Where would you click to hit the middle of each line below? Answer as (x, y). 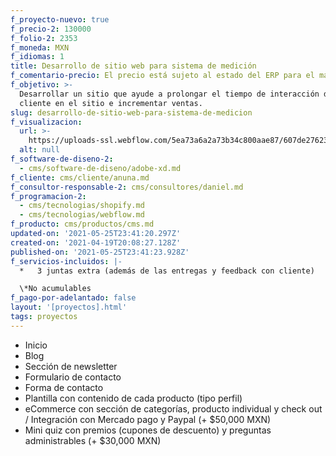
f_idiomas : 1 (37, 57)
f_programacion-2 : (48, 196)
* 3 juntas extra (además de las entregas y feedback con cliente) (167, 271)
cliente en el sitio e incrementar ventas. (111, 103)
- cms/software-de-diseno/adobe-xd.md (100, 168)
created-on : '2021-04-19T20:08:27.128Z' (96, 242)
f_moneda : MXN (40, 47)
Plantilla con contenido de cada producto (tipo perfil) (133, 398)
